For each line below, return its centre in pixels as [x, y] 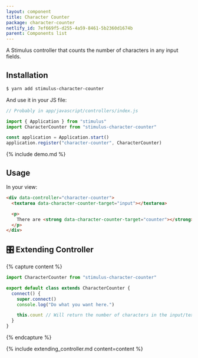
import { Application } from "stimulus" [57, 121]
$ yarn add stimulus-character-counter [55, 88]
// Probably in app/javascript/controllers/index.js [72, 111]
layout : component [29, 12]
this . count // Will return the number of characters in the [92, 315]
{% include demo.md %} [36, 155]
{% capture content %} [34, 267]
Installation [27, 75]
